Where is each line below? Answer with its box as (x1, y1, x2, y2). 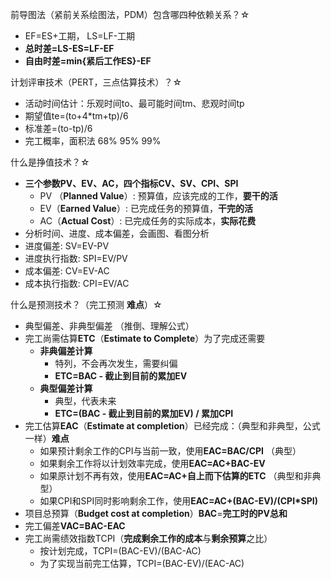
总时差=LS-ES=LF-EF (24, 43, 115, 54)
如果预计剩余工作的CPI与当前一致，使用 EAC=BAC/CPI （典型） (39, 445, 302, 457)
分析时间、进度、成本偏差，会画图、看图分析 (24, 228, 210, 239)
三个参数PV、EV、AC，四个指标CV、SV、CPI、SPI (24, 178, 239, 189)
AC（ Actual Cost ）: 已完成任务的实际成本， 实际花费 (39, 215, 257, 227)
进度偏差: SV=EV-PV (24, 240, 110, 252)
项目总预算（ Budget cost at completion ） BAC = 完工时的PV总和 (24, 508, 288, 519)
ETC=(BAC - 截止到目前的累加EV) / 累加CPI (54, 408, 234, 419)
